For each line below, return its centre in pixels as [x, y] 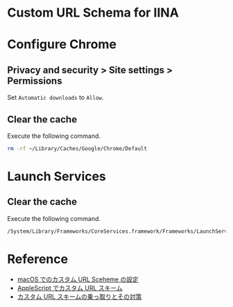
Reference [37, 259]
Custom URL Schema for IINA [93, 13]
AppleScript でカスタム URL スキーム [70, 288]
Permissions [35, 81]
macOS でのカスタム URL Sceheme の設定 [78, 279]
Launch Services [57, 176]
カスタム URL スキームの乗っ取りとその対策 [79, 297]
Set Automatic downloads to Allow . [55, 98]
